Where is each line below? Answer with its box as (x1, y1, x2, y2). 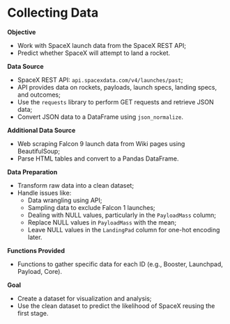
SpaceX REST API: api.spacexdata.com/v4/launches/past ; (17, 75, 183, 84)
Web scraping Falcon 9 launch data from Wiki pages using (17, 139, 185, 147)
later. (27, 233, 43, 241)
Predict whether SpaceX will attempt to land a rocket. (17, 49, 171, 57)
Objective (7, 28, 36, 36)
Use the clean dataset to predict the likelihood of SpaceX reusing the (17, 301, 215, 310)
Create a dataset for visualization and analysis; (17, 294, 152, 302)
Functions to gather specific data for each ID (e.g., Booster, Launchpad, (17, 259, 223, 268)
